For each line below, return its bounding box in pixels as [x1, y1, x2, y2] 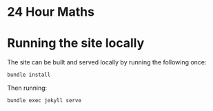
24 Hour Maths [7, 4, 95, 20]
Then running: [7, 84, 48, 92]
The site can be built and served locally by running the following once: [7, 58, 207, 66]
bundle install [7, 71, 51, 79]
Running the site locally [7, 36, 145, 51]
